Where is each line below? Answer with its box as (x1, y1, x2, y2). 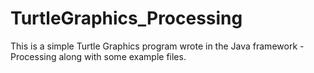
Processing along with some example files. (10, 50, 187, 62)
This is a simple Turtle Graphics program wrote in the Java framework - (10, 40, 305, 52)
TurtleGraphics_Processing (10, 7, 243, 30)
